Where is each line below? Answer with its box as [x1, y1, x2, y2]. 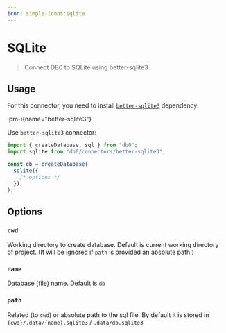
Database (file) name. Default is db [7, 279, 105, 288]
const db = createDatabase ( [7, 161, 89, 168]
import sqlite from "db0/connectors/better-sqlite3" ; [7, 148, 166, 155]
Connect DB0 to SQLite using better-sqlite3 [24, 63, 148, 71]
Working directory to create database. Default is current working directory [7, 241, 219, 249]
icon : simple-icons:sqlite [7, 10, 85, 17]
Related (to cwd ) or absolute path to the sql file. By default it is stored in [7, 310, 209, 319]
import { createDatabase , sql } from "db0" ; [7, 142, 138, 149]
